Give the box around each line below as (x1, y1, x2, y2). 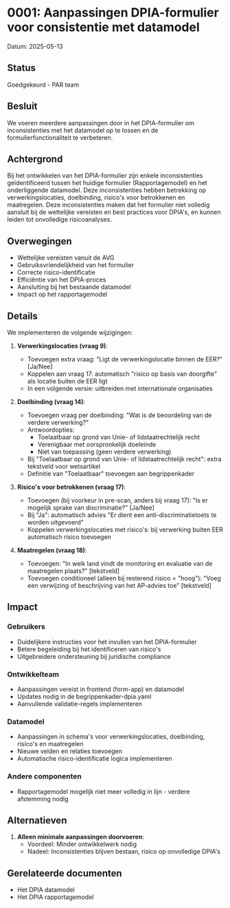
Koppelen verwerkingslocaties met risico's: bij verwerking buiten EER (27, 525, 223, 534)
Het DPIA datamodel (16, 886, 76, 894)
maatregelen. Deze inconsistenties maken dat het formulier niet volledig (7, 201, 210, 209)
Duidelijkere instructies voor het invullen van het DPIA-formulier (16, 637, 197, 646)
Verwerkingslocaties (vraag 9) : (16, 342, 108, 350)
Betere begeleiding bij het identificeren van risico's (16, 645, 161, 653)
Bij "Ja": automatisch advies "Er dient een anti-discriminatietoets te (27, 511, 217, 519)
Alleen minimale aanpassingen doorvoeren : (16, 833, 144, 841)
